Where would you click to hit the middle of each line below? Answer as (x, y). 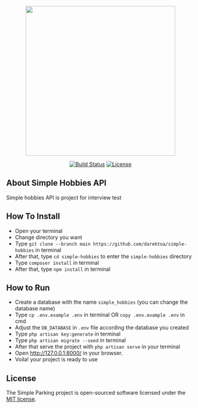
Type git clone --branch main (53, 243)
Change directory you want (48, 237)
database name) (35, 309)
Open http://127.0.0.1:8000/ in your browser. (69, 353)
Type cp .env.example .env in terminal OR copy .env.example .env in (100, 315)
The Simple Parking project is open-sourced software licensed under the (96, 393)
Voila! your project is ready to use (56, 359)
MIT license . (22, 399)
